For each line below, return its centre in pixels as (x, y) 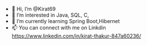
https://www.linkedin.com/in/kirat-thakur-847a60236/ (76, 36)
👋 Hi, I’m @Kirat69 (34, 9)
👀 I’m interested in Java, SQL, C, (50, 15)
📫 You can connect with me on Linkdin (59, 28)
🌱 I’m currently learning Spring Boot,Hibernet (66, 21)
